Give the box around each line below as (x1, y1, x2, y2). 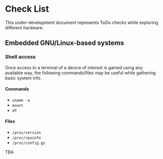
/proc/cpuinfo (12, 136, 41, 140)
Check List (5, 3, 49, 15)
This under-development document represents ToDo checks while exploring (5, 20, 159, 25)
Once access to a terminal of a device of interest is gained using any (5, 64, 143, 70)
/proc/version (12, 130, 41, 135)
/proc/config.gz (12, 140, 45, 146)
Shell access (5, 54, 36, 60)
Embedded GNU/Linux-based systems (5, 39, 124, 47)
